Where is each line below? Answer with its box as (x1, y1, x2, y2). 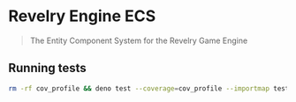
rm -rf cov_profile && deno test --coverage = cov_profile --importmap (8, 84, 270, 93)
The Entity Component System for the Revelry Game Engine (29, 35, 248, 46)
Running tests (8, 61, 87, 76)
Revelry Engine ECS (8, 6, 156, 26)
